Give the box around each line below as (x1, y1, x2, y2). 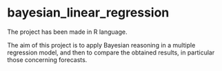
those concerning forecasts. (7, 55, 88, 63)
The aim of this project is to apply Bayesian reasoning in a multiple (7, 41, 196, 49)
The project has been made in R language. (7, 28, 128, 36)
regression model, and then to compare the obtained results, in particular (7, 48, 215, 57)
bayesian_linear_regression (7, 5, 170, 21)
